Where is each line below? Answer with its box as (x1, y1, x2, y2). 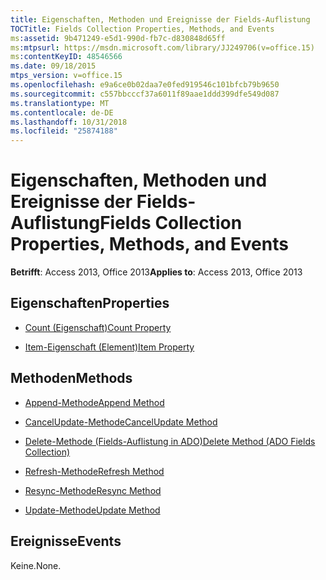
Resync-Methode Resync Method (24, 484, 162, 496)
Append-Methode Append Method (24, 396, 165, 408)
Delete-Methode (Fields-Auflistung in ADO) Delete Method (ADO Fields (24, 435, 316, 447)
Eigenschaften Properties (10, 295, 170, 312)
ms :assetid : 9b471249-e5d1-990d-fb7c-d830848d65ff (10, 33, 226, 43)
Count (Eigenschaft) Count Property (24, 321, 172, 333)
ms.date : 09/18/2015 (10, 61, 97, 71)
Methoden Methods (10, 370, 133, 387)
